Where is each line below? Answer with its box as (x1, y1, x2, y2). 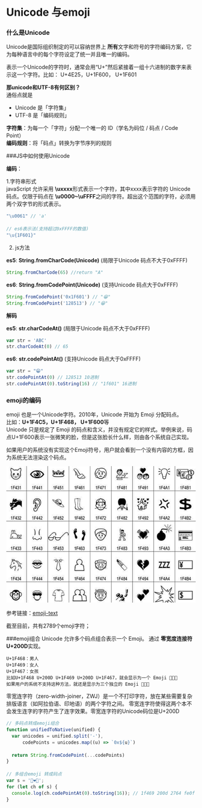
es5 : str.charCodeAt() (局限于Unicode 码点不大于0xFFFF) (6, 324, 150, 332)
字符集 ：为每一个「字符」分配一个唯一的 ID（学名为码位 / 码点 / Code (6, 125, 179, 132)
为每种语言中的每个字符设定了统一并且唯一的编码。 (6, 51, 133, 58)
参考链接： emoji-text (6, 609, 58, 617)
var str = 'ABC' (6, 338, 47, 344)
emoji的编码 (6, 396, 41, 404)
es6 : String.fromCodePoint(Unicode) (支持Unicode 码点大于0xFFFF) (6, 281, 179, 288)
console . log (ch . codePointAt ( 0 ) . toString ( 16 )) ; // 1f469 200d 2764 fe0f (11, 790, 195, 796)
